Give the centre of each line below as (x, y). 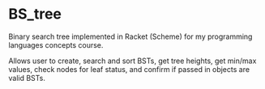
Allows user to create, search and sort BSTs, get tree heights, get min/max (132, 61)
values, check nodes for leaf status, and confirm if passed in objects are (129, 69)
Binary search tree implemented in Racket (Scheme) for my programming (130, 36)
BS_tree (35, 14)
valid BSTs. (27, 78)
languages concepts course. (56, 44)
